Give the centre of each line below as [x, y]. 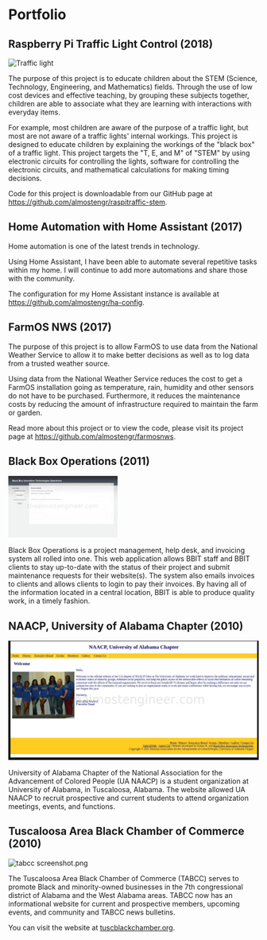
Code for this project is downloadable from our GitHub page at [110, 193]
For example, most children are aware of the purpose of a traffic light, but [128, 128]
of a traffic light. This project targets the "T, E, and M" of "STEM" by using [129, 153]
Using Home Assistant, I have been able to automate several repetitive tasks [133, 261]
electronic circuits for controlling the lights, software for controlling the [124, 161]
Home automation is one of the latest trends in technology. [104, 246]
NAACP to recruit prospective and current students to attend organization [128, 798]
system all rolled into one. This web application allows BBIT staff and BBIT [129, 559]
